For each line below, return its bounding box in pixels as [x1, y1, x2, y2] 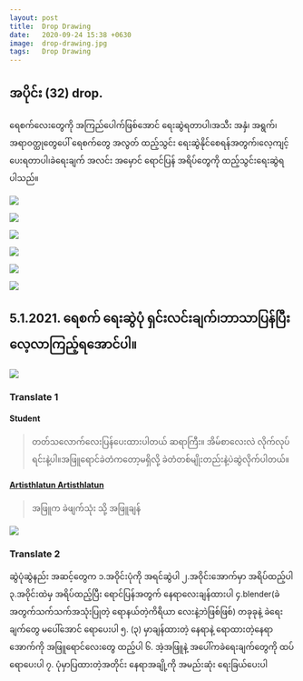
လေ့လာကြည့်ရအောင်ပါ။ [9, 337, 138, 353]
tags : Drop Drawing [9, 47, 92, 56]
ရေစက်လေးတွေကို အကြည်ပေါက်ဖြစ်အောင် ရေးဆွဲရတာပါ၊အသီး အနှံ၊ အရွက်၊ [9, 119, 278, 130]
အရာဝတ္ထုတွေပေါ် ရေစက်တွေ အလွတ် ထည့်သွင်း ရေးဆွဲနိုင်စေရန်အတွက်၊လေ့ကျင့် [9, 137, 289, 148]
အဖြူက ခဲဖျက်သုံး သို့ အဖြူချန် [31, 503, 142, 514]
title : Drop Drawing [9, 22, 92, 31]
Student [9, 413, 41, 424]
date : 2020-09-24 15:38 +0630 [9, 30, 132, 39]
